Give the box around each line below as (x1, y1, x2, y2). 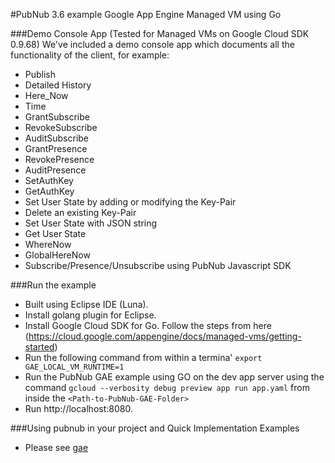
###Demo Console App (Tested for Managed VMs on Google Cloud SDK (10, 28, 310, 39)
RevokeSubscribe (24, 122, 98, 133)
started (24, 341, 55, 353)
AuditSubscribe (24, 132, 90, 144)
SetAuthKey (24, 175, 74, 186)
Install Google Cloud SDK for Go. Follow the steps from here (24, 320, 272, 331)
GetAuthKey (24, 185, 75, 197)
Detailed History (24, 79, 92, 91)
